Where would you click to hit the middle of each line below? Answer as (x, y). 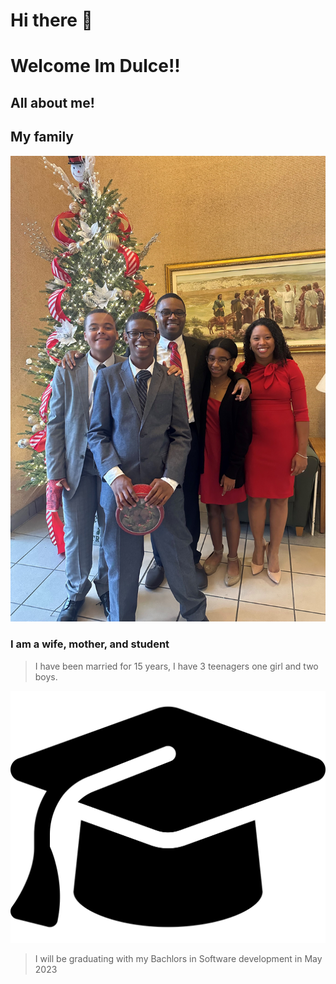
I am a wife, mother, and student (90, 644)
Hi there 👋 (51, 20)
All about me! (52, 102)
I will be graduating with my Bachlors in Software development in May (178, 958)
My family (42, 137)
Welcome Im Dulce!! (95, 66)
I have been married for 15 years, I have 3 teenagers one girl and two (176, 666)
